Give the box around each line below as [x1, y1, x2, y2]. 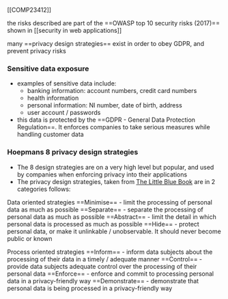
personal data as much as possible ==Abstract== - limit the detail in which [7, 212, 216, 221]
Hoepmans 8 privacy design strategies [7, 147, 139, 157]
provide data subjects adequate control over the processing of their [7, 262, 197, 270]
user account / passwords [27, 109, 101, 117]
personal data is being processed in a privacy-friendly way [7, 284, 173, 292]
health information [27, 94, 79, 102]
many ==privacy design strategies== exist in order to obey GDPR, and [7, 40, 205, 47]
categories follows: [16, 185, 71, 193]
